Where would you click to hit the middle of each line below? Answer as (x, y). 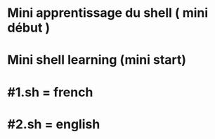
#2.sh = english (54, 124)
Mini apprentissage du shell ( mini (108, 13)
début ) (29, 28)
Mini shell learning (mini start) (97, 60)
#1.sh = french (50, 92)
